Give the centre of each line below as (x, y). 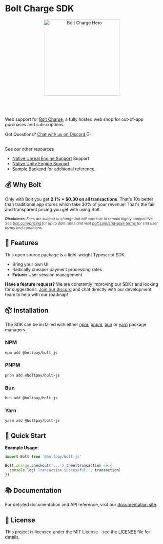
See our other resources (30, 149)
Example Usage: (22, 448)
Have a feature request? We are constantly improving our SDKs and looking (82, 284)
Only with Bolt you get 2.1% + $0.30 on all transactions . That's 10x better (79, 199)
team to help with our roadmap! (37, 295)
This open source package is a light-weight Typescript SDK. (65, 254)
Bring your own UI (30, 264)
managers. (16, 330)
